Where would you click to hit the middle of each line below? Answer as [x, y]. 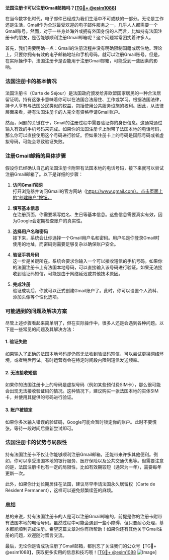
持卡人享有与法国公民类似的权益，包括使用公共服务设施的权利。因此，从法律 [84, 106]
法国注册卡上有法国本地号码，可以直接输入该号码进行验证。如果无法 [88, 267]
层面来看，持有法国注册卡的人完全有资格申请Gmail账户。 [64, 112]
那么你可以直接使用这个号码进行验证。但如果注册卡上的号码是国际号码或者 [82, 135]
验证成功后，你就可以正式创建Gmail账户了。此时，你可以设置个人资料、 [87, 290]
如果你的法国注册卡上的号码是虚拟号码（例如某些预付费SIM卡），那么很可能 [83, 385]
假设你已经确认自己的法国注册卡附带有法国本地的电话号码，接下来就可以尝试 [84, 168]
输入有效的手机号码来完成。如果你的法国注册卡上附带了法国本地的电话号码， [84, 129]
